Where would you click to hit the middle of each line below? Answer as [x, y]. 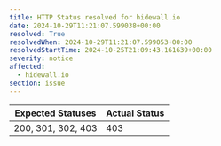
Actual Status [135, 113]
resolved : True [37, 34]
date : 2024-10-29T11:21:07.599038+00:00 [85, 26]
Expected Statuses [55, 113]
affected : [28, 67]
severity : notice [41, 58]
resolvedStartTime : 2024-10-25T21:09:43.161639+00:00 [111, 50]
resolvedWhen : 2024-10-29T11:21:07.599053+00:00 [101, 42]
